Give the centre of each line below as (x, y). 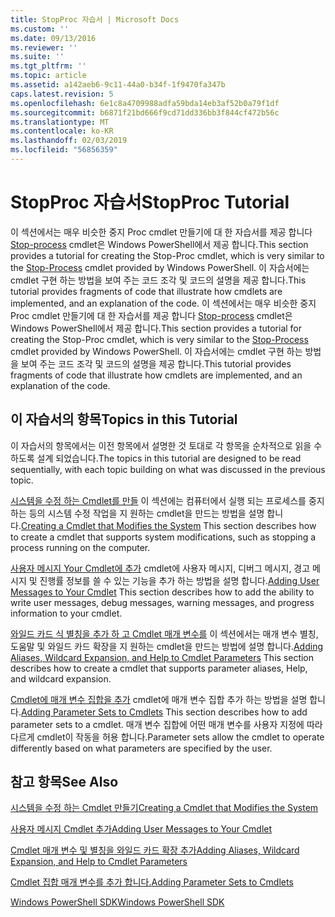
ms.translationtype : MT (60, 122)
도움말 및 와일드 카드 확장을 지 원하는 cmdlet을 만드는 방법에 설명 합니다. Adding (167, 646)
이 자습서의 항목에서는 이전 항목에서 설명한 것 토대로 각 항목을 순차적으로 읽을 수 (166, 445)
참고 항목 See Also (64, 782)
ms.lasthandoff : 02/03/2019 (69, 141)
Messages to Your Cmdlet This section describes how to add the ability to (162, 592)
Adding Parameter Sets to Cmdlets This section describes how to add (164, 712)
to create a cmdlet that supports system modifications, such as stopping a (163, 537)
